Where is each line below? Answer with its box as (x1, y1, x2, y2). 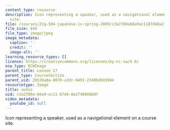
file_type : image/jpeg (5, 31, 53, 36)
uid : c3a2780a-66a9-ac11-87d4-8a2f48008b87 (5, 92, 99, 97)
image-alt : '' (10, 49, 39, 54)
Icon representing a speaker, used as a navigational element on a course (5, 115, 157, 121)
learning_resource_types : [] (5, 54, 67, 59)
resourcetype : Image (5, 82, 49, 87)
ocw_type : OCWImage (5, 63, 47, 69)
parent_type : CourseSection (5, 73, 65, 78)
